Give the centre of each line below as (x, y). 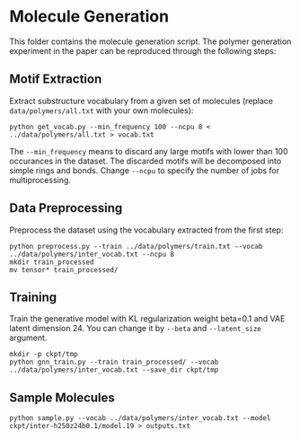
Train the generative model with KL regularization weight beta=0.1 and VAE (147, 319)
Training (33, 297)
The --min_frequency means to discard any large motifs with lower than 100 (149, 151)
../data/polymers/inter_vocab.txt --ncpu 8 (92, 254)
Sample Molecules (62, 397)
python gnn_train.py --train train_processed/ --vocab (114, 362)
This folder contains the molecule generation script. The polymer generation (150, 41)
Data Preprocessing (66, 208)
